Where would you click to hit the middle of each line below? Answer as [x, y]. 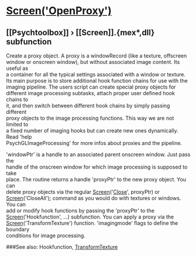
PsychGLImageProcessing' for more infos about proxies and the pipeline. [94, 143]
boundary [18, 229]
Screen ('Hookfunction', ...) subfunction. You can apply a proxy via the [90, 217]
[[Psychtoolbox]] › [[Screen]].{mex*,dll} [80, 33]
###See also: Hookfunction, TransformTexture [62, 247]
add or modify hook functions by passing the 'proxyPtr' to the [80, 210]
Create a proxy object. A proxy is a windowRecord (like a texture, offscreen [97, 56]
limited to [17, 124]
